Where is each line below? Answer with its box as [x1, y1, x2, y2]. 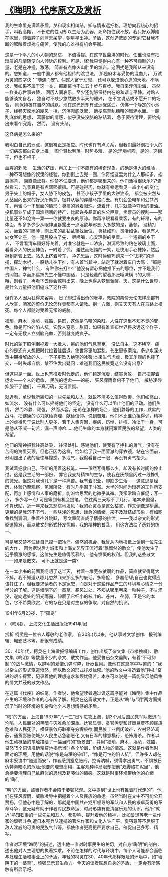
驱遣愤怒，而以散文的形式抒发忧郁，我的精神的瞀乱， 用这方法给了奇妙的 [5, 521, 155, 528]
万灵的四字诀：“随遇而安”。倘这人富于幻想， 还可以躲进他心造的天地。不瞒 [5, 76, 159, 83]
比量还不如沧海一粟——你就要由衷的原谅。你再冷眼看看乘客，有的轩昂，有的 [5, 215, 163, 221]
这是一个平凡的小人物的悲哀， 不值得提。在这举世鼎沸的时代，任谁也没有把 [5, 51, 160, 58]
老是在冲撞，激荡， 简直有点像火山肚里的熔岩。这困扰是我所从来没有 [13, 64, 155, 70]
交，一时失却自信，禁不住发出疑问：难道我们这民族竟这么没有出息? [5, 360, 143, 366]
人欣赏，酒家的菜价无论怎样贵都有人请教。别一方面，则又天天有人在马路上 [5, 301, 158, 307]
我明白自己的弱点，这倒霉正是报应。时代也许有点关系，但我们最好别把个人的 [5, 141, 163, 148]
